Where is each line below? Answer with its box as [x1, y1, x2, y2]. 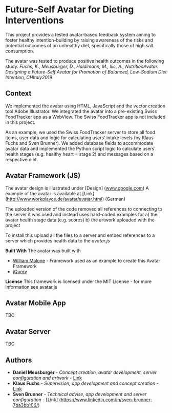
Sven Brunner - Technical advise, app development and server [12, 391, 147, 397]
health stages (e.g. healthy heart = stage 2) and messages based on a [5, 151, 154, 157]
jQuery [12, 268, 27, 274]
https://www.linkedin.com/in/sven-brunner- [60, 397, 153, 403]
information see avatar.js [5, 284, 57, 290]
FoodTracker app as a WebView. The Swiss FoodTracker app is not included [5, 114, 166, 120]
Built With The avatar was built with [5, 248, 81, 254]
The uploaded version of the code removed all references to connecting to [5, 205, 163, 212]
